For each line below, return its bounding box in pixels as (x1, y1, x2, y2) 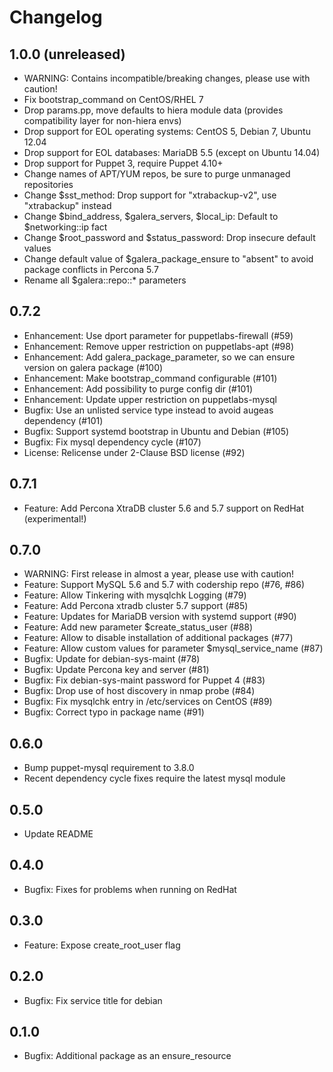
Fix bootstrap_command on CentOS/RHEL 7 (23, 94, 204, 105)
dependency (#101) (23, 414, 104, 426)
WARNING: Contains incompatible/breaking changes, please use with (23, 72, 311, 84)
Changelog (9, 6, 103, 29)
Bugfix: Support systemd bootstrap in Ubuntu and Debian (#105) (23, 425, 290, 437)
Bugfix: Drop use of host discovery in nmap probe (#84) (23, 685, 256, 697)
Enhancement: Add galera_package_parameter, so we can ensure (23, 351, 296, 363)
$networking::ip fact (23, 221, 108, 233)
